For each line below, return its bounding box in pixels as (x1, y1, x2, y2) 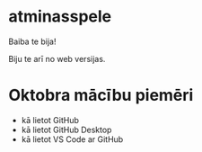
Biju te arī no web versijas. (8, 53, 106, 64)
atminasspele (8, 6, 112, 27)
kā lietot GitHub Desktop (21, 124, 112, 135)
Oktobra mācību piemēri (8, 85, 194, 105)
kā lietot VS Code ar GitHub (21, 133, 124, 145)
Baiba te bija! (8, 36, 57, 47)
